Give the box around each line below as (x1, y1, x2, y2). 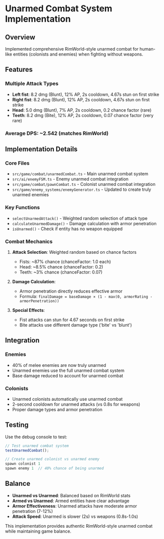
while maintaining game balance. (5, 528, 71, 534)
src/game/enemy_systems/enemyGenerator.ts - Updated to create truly (12, 186, 151, 192)
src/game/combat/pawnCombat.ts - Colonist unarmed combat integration (12, 181, 156, 187)
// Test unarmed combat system (5, 443, 69, 448)
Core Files (5, 159, 30, 166)
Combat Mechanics (5, 238, 53, 245)
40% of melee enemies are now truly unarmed (12, 362, 106, 368)
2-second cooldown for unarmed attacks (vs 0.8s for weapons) (12, 401, 141, 407)
